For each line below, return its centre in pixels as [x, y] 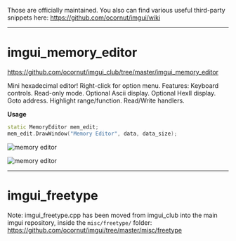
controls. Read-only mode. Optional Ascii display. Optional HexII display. [112, 93]
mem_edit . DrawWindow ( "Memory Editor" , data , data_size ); [92, 133]
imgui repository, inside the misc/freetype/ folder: [80, 222]
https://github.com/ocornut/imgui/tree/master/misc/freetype [95, 230]
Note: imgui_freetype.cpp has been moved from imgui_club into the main [112, 215]
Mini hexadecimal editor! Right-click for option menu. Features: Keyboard [113, 85]
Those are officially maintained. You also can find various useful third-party [117, 10]
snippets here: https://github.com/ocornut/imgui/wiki [84, 18]
